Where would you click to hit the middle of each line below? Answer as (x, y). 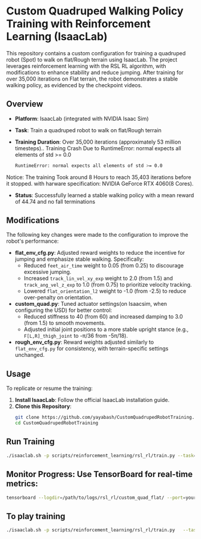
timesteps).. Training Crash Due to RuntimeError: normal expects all (98, 148)
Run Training (31, 442)
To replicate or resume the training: (49, 388)
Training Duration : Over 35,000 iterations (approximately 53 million (98, 142)
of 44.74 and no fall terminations (55, 201)
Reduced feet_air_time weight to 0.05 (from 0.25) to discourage (104, 266)
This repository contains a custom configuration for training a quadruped (96, 53)
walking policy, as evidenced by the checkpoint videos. (74, 85)
